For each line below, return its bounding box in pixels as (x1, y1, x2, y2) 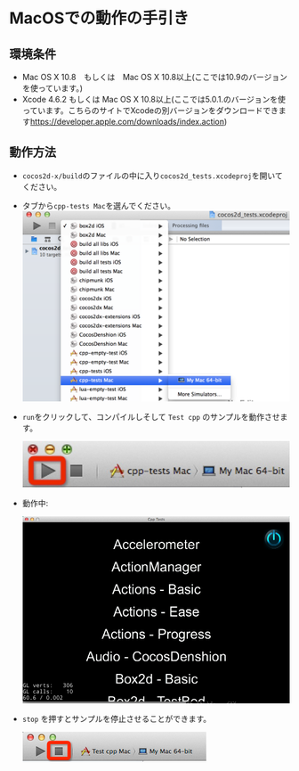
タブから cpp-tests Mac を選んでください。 (21, 200, 176, 210)
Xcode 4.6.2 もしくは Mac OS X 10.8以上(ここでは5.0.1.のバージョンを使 (21, 94, 287, 104)
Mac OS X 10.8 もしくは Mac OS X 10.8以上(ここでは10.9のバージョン (21, 72, 287, 82)
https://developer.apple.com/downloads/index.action (29, 117, 225, 127)
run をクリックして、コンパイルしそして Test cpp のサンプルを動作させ (21, 412, 280, 422)
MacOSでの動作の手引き (9, 8, 190, 29)
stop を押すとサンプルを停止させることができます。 (21, 713, 212, 724)
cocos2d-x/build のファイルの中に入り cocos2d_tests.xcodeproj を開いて (21, 170, 283, 181)
